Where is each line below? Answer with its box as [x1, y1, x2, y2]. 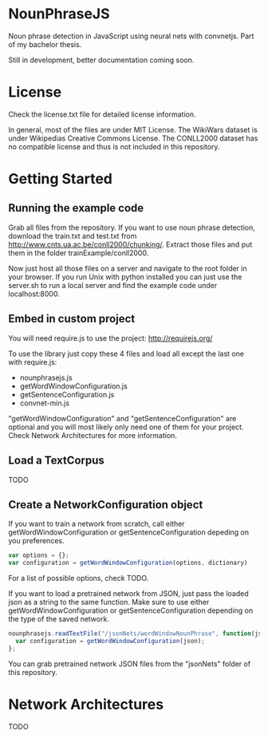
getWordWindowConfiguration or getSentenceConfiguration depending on [8, 606, 254, 615]
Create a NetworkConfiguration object [8, 498, 203, 511]
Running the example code [8, 201, 144, 215]
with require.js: [8, 357, 57, 367]
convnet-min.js [19, 398, 70, 408]
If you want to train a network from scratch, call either [8, 519, 185, 529]
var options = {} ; [8, 551, 69, 559]
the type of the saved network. [8, 614, 110, 624]
